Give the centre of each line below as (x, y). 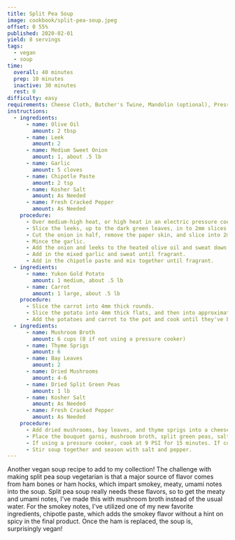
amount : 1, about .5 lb (67, 157)
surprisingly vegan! (35, 529)
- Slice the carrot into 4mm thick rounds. (90, 306)
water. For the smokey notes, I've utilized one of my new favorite (100, 506)
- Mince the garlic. (56, 241)
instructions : (28, 111)
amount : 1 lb (51, 391)
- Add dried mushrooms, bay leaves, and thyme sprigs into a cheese (128, 430)
